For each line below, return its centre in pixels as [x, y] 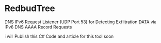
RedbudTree [30, 8]
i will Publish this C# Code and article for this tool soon [59, 36]
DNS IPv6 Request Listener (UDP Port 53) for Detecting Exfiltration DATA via [80, 22]
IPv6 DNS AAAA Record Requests [38, 27]
